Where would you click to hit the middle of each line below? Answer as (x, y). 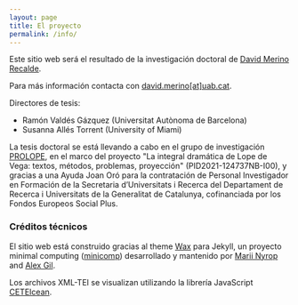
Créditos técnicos (48, 227)
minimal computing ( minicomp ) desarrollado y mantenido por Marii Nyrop (144, 255)
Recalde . (25, 68)
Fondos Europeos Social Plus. (64, 204)
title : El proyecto (45, 26)
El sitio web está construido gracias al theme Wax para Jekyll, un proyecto (145, 246)
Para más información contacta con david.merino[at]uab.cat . (121, 86)
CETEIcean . (31, 292)
